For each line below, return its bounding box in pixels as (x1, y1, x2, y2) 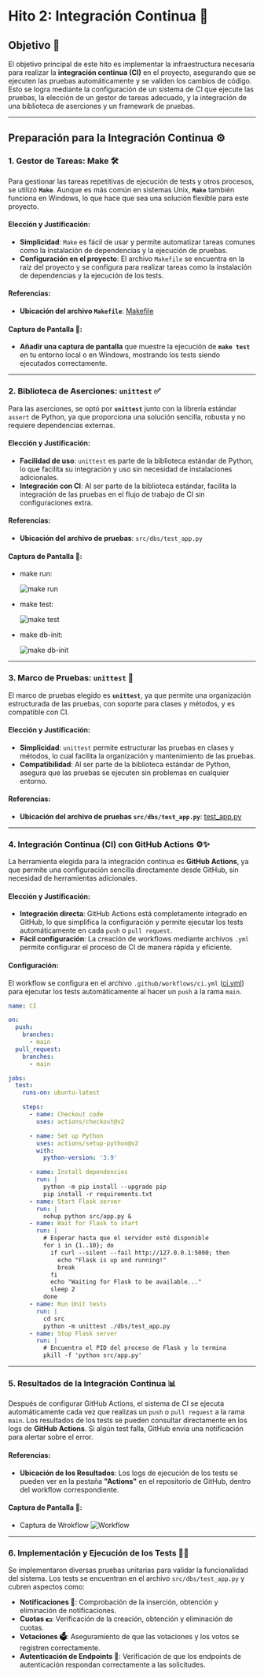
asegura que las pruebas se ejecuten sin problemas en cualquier (19, 768, 229, 777)
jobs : (8, 1074, 26, 1083)
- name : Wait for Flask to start (28, 1220, 139, 1228)
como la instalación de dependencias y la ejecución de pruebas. (19, 245, 228, 255)
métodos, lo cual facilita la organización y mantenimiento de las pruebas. (19, 751, 256, 760)
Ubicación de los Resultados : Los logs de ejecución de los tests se (19, 1468, 238, 1478)
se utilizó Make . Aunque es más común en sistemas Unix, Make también (8, 184, 235, 194)
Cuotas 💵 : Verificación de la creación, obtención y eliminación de (19, 1614, 233, 1623)
